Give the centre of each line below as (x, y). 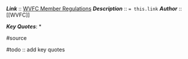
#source (17, 38)
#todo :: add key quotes (35, 49)
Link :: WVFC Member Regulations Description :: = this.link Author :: (94, 9)
